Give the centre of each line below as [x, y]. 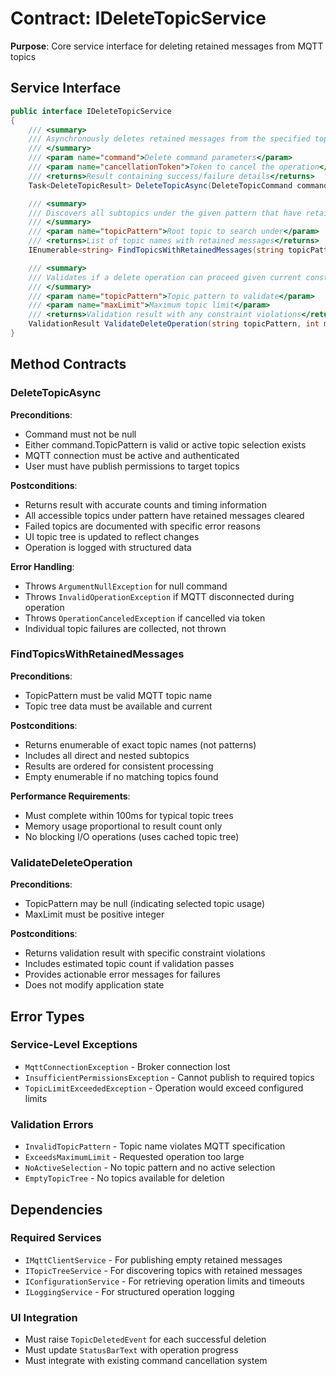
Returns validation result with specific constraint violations [145, 953]
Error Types [47, 1016]
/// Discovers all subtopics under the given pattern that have [165, 213]
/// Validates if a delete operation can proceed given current [165, 277]
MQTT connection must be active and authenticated [132, 455]
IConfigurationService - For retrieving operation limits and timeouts [164, 1281]
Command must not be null [80, 434]
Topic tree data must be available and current [118, 706]
